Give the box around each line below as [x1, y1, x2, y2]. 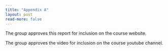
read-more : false [5, 16, 42, 21]
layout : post [5, 12, 33, 17]
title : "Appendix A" [5, 7, 49, 12]
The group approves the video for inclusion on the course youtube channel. [5, 40, 163, 46]
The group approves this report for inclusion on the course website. [5, 30, 147, 36]
